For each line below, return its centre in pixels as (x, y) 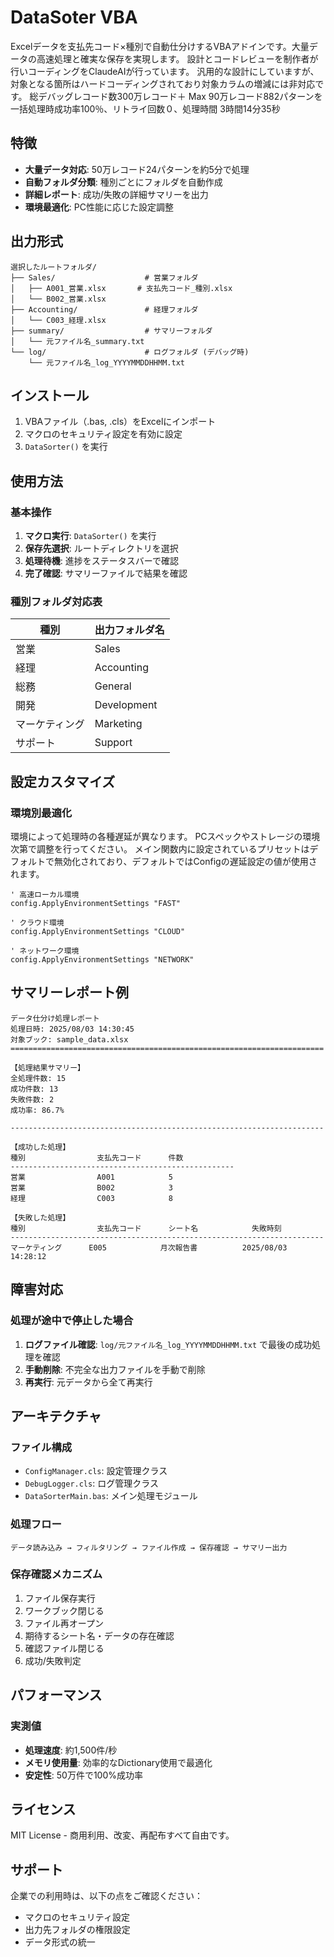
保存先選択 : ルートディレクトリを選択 (101, 548)
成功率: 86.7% (37, 1110)
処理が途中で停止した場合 (72, 1321)
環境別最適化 (41, 813)
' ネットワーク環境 (45, 951)
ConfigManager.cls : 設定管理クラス (96, 1471)
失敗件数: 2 (32, 1099)
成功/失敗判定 (53, 1660)
